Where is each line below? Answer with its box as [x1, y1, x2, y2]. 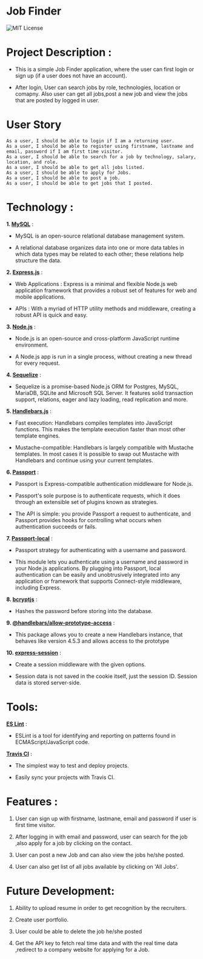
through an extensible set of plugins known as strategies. [15, 498, 159, 505]
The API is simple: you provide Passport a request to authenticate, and [15, 510, 191, 517]
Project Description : [6, 45, 112, 59]
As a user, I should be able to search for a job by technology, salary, [6, 153, 197, 160]
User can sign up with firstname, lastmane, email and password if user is [15, 815, 197, 822]
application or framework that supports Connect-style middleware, [15, 577, 182, 585]
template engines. [15, 432, 61, 439]
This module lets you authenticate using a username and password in [15, 558, 189, 565]
